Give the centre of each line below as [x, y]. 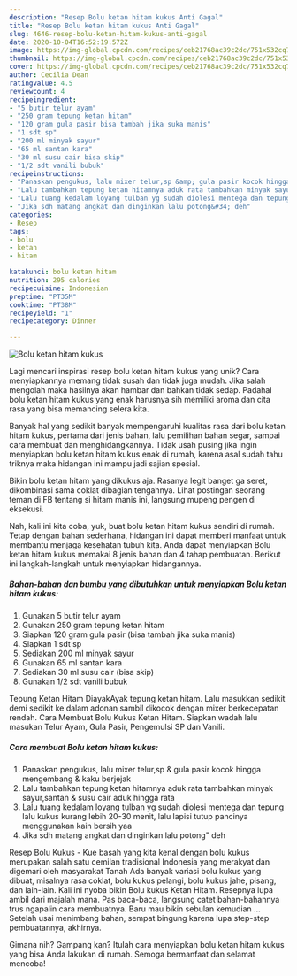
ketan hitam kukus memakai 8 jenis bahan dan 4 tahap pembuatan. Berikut [145, 555]
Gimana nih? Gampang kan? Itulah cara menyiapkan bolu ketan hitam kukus [147, 945]
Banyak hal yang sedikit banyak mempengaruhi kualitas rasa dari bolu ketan [147, 427]
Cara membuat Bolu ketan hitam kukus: [84, 747]
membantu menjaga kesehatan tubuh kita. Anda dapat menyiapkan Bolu [140, 545]
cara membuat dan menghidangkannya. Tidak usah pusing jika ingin [133, 445]
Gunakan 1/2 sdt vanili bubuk [75, 681]
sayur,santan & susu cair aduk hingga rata [98, 798]
